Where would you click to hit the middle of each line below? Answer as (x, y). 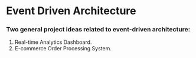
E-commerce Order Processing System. (63, 49)
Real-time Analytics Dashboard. (53, 42)
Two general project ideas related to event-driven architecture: (98, 30)
